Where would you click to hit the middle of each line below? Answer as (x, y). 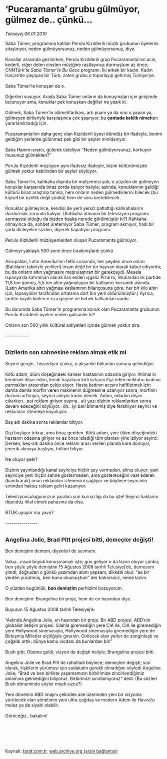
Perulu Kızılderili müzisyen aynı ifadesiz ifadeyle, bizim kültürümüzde (76, 166)
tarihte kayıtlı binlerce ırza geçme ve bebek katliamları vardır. (68, 298)
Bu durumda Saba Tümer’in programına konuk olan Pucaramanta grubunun (82, 309)
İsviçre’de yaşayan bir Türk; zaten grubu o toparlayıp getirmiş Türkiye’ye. (80, 75)
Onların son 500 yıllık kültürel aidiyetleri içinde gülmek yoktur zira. (73, 325)
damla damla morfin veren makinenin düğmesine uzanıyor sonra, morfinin (81, 390)
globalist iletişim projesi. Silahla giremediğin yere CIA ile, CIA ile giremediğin (83, 625)
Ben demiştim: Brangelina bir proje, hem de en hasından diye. (68, 598)
